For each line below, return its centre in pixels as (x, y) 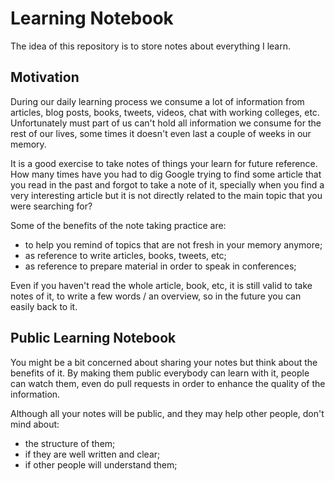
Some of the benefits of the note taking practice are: (118, 225)
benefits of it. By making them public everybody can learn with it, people (160, 373)
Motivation (45, 77)
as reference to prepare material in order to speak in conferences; (160, 266)
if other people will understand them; (101, 464)
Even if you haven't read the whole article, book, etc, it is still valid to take (161, 285)
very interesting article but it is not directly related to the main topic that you (166, 195)
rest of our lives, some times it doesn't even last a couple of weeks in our (161, 133)
